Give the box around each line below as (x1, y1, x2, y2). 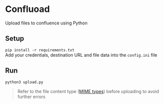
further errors (17, 94, 46, 100)
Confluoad (5, 3, 50, 15)
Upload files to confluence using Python (5, 20, 88, 26)
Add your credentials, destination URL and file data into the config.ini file (5, 52, 158, 58)
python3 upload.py (5, 80, 43, 85)
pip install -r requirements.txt (5, 47, 75, 53)
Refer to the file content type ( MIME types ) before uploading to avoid (17, 88, 160, 94)
